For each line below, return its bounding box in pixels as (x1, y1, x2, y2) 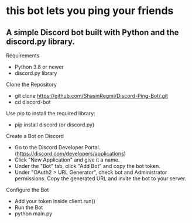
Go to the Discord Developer (14, 144, 84, 150)
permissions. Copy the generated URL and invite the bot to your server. (14, 175, 187, 182)
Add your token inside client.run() (14, 198, 95, 204)
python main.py (14, 210, 53, 217)
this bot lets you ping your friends (6, 4, 174, 18)
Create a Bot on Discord (6, 133, 64, 139)
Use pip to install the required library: (6, 110, 95, 116)
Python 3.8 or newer (14, 63, 64, 70)
